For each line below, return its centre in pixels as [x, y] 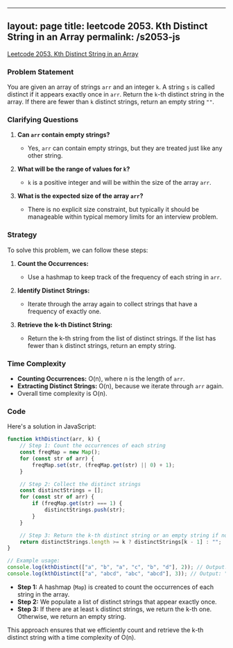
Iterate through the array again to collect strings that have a [112, 304]
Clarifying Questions [43, 120]
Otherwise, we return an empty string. [71, 616]
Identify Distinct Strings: [53, 290]
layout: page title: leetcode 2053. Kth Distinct [107, 26]
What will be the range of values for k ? [74, 169]
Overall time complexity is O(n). [62, 393]
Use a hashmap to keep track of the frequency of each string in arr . [124, 277]
